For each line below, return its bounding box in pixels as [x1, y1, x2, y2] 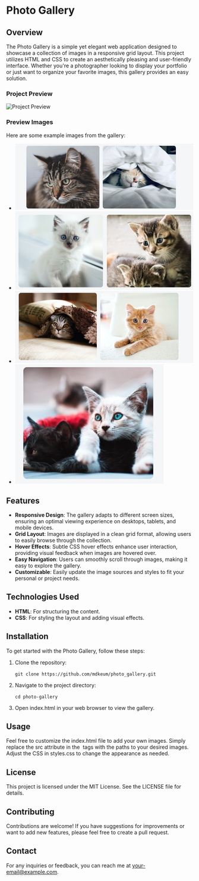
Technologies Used [6, 592, 79, 602]
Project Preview [6, 89, 53, 98]
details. [6, 789, 24, 796]
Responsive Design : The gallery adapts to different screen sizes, [14, 511, 175, 519]
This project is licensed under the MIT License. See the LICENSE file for [6, 783, 182, 790]
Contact [6, 846, 37, 856]
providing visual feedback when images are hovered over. [14, 549, 157, 556]
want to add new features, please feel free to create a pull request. [6, 829, 169, 836]
